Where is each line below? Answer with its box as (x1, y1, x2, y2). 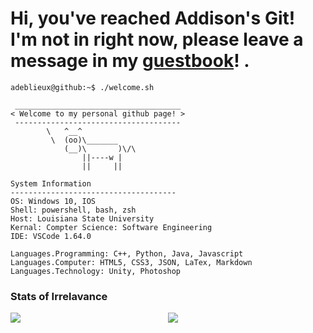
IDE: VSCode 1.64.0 (10, 231, 92, 241)
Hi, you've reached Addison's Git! (10, 7, 296, 30)
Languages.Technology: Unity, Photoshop (10, 266, 182, 276)
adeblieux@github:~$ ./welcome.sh (10, 82, 155, 92)
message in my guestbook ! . (10, 50, 250, 72)
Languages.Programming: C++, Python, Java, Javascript (10, 248, 244, 259)
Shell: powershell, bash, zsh (10, 205, 137, 215)
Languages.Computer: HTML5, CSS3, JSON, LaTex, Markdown (10, 257, 253, 267)
